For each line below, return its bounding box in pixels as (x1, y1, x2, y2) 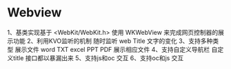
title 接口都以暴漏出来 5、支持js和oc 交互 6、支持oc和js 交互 (12, 53, 184, 62)
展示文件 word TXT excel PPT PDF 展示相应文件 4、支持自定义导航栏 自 (14, 45, 218, 53)
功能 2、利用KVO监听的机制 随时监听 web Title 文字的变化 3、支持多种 (12, 36, 213, 45)
